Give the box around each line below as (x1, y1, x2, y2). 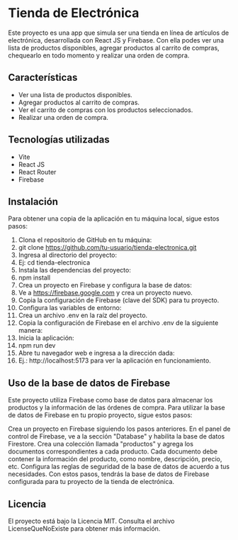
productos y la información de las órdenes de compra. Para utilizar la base (8, 403, 225, 412)
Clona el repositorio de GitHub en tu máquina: (18, 236, 152, 244)
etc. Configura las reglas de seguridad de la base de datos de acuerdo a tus (8, 463, 229, 471)
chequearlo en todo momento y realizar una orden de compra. (8, 51, 190, 60)
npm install (18, 273, 51, 282)
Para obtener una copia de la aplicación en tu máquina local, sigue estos (8, 214, 220, 223)
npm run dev (18, 341, 56, 350)
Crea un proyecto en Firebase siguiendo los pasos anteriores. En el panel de (8, 424, 231, 434)
